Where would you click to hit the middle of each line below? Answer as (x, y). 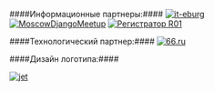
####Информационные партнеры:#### (87, 14)
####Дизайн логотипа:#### (64, 59)
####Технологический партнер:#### (82, 41)
